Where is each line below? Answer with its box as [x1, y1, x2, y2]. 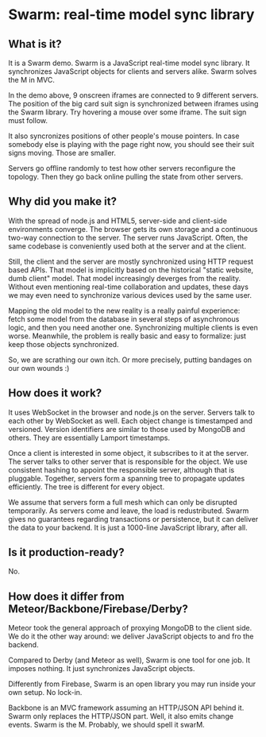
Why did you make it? [8, 195, 118, 208]
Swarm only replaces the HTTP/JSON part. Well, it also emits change [8, 712, 234, 721]
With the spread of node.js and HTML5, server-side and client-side [8, 216, 228, 226]
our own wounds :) [8, 363, 70, 372]
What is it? [8, 37, 62, 51]
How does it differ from [8, 589, 125, 603]
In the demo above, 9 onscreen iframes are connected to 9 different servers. [8, 91, 259, 100]
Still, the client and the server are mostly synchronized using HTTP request [8, 257, 254, 266]
